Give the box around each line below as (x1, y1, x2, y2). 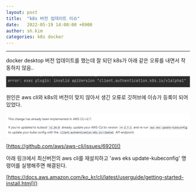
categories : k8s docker (6, 34, 64, 40)
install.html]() (6, 180, 38, 187)
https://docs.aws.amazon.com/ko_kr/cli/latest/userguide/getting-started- (8, 174, 184, 181)
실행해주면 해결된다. (21, 162, 67, 169)
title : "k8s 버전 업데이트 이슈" (6, 15, 80, 22)
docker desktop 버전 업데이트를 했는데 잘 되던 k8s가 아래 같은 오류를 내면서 (6, 57, 180, 64)
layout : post (6, 9, 38, 15)
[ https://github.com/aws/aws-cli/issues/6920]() (6, 143, 121, 150)
